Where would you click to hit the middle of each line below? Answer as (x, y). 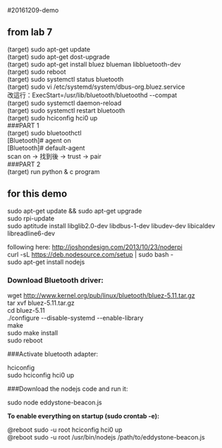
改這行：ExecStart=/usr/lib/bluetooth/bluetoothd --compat (92, 95)
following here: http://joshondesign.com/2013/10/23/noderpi (95, 247)
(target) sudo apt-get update (49, 49)
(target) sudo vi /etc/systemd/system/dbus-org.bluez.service (96, 87)
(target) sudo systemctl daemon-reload (64, 103)
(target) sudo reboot (37, 71)
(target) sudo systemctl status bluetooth (66, 79)
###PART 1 (23, 125)
